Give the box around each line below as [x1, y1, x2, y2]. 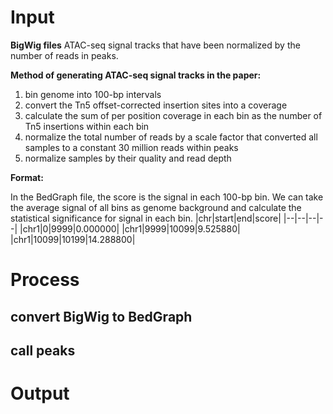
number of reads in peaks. [10, 49, 119, 61]
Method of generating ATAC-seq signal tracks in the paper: [10, 69, 262, 81]
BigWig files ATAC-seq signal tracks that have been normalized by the [10, 39, 301, 51]
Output [10, 382, 70, 405]
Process [10, 269, 80, 291]
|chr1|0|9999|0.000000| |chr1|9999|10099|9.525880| [19, 222, 241, 235]
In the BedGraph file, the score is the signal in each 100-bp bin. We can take [10, 191, 324, 203]
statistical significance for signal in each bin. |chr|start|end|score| [10, 212, 282, 224]
